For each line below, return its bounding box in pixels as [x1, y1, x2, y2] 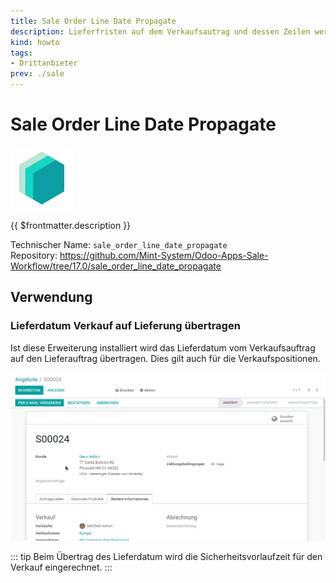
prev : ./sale [10, 69, 65, 79]
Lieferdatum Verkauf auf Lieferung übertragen [10, 319, 241, 333]
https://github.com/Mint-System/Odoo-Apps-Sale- [59, 249, 269, 261]
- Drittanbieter [10, 58, 78, 69]
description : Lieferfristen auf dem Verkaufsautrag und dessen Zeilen [10, 26, 311, 37]
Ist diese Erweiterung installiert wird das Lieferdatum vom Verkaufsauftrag [10, 341, 316, 354]
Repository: [10, 249, 58, 261]
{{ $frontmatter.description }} [10, 219, 132, 231]
